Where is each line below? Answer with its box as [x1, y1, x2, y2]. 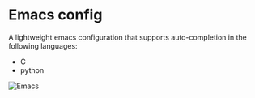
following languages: [8, 40, 79, 50]
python [19, 65, 45, 75]
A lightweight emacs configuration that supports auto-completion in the [8, 32, 247, 42]
